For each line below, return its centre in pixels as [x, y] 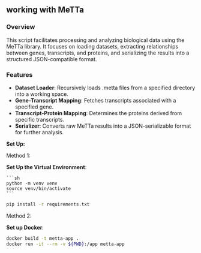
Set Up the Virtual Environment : [46, 167]
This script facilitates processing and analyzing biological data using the [95, 40]
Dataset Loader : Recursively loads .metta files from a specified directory [105, 88]
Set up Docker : [25, 227]
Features [19, 74]
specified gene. [34, 107]
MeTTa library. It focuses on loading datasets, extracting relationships [92, 46]
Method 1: [19, 155]
